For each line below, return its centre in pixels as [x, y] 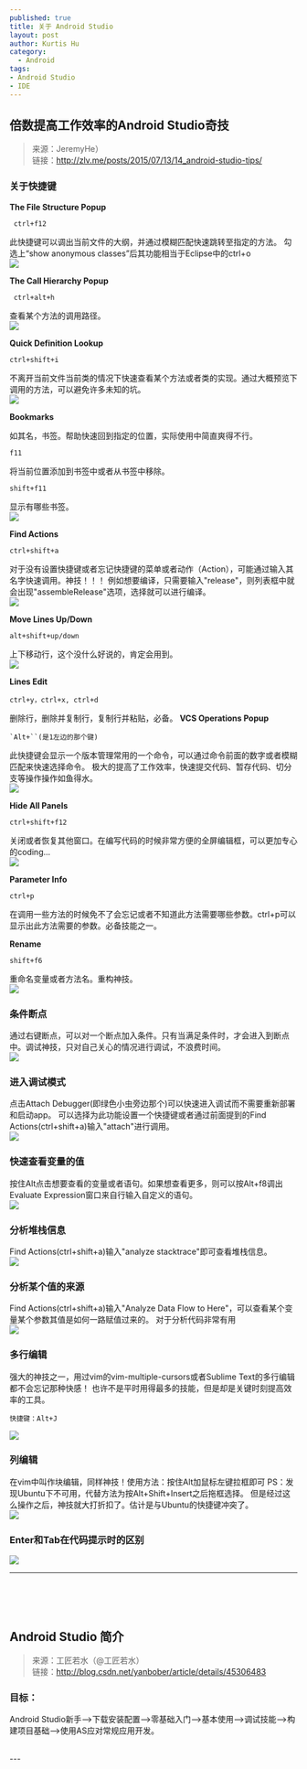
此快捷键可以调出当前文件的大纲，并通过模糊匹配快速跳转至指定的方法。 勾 [151, 241]
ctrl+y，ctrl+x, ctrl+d [54, 700]
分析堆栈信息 [38, 1229]
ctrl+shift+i [34, 359]
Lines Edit [29, 681]
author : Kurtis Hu [44, 43]
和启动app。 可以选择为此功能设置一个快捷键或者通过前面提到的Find [138, 1115]
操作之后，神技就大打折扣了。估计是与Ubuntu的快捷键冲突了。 [135, 1505]
